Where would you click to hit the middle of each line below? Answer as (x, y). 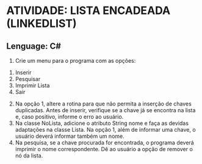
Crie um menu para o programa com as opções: (75, 61)
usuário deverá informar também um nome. (70, 136)
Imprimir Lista (32, 85)
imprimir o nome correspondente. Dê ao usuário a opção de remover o (104, 149)
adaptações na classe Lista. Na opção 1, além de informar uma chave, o (106, 130)
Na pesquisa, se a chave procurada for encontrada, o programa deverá (104, 143)
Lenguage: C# (34, 46)
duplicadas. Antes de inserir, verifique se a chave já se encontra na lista (105, 110)
